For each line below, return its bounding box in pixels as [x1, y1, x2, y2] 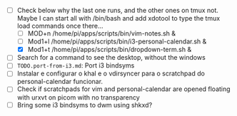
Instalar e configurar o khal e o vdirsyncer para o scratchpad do [16, 69, 205, 78]
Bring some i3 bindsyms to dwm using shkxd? [16, 100, 153, 109]
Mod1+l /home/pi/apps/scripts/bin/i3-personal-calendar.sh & [27, 37, 207, 46]
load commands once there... [16, 21, 104, 31]
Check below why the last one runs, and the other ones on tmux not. [16, 6, 219, 14]
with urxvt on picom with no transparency [16, 93, 140, 102]
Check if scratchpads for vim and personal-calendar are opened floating [16, 85, 231, 93]
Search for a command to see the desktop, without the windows [16, 53, 206, 62]
